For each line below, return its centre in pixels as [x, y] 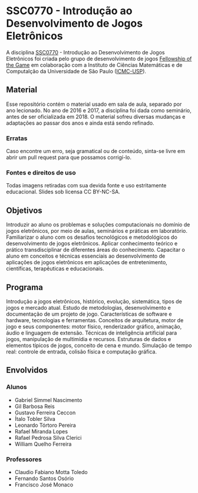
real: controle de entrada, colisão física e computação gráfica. [82, 351]
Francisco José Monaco [44, 484]
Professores [24, 459]
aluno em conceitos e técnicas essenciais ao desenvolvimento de [86, 256]
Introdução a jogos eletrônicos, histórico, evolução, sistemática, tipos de [94, 301]
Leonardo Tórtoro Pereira [45, 425]
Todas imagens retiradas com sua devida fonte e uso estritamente [86, 186]
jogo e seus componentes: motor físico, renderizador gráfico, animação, [94, 326]
